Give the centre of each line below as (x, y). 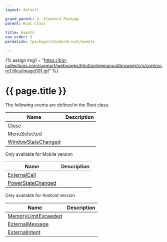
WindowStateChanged (34, 142)
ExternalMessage (28, 224)
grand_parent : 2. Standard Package (42, 19)
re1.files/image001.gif (27, 71)
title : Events (20, 32)
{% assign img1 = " (25, 60)
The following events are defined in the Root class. (57, 105)
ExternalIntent (24, 232)
